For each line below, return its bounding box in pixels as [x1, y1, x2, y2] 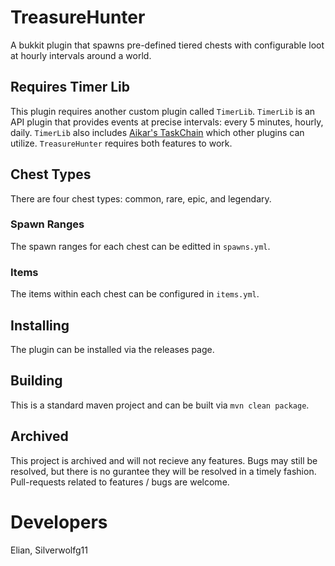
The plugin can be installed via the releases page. [10, 343, 215, 355]
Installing [10, 317, 70, 334]
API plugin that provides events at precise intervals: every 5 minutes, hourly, [10, 116, 324, 128]
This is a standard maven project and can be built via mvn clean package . [10, 399, 310, 411]
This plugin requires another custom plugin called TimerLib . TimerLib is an [10, 105, 316, 117]
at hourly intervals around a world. [10, 49, 152, 61]
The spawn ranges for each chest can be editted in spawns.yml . [10, 240, 271, 252]
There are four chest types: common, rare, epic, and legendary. [10, 192, 272, 205]
